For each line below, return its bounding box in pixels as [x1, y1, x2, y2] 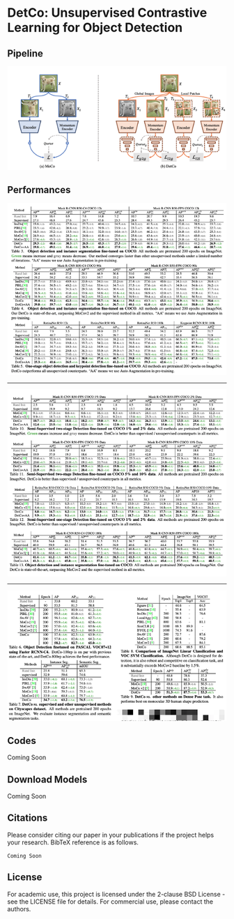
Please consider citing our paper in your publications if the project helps [7, 830, 214, 839]
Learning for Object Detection [7, 20, 183, 36]
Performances [7, 183, 71, 196]
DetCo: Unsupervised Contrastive [7, 5, 208, 21]
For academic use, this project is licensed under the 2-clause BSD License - [7, 890, 226, 898]
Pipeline [7, 47, 44, 59]
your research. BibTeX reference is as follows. [7, 838, 139, 846]
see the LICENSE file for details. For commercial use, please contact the [7, 897, 214, 906]
